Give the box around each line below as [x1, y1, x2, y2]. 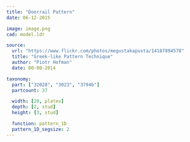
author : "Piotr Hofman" [12, 59, 72, 65]
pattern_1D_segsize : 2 [12, 126, 70, 132]
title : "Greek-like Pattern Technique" [12, 54, 114, 60]
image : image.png [6, 26, 51, 32]
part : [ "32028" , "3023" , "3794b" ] [12, 82, 100, 88]
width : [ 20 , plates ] [12, 98, 64, 104]
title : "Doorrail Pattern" [6, 9, 75, 15]
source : [6, 42, 26, 49]
